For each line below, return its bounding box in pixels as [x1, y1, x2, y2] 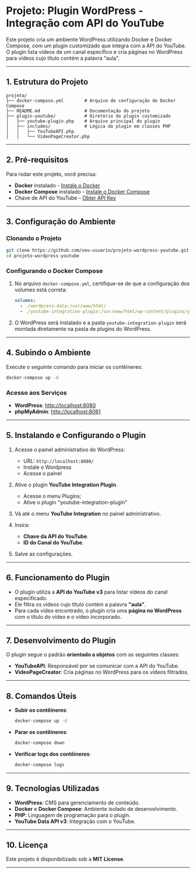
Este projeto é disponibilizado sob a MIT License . [6, 856, 125, 863]
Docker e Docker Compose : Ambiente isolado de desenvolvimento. [14, 805, 178, 812]
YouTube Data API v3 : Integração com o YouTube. [14, 818, 136, 825]
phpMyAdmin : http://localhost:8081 [14, 408, 101, 415]
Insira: [14, 521, 30, 528]
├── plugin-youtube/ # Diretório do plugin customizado [6, 113, 171, 119]
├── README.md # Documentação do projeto [6, 108, 150, 114]
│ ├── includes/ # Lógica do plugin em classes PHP [6, 123, 171, 129]
